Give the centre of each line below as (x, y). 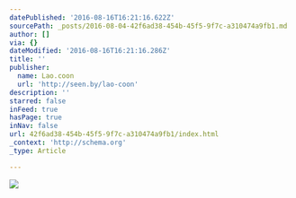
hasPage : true (36, 117)
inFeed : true (34, 109)
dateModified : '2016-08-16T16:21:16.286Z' (90, 51)
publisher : (30, 68)
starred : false (38, 101)
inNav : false (34, 126)
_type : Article (38, 151)
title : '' (28, 59)
